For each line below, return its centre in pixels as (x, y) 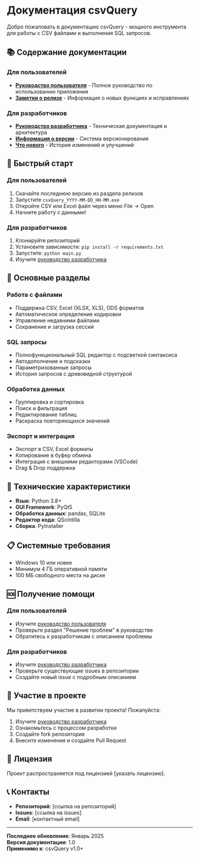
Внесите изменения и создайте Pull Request (71, 740)
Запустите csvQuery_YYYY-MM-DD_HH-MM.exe (67, 200)
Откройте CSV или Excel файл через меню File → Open (84, 206)
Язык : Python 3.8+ (38, 501)
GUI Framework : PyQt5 (44, 507)
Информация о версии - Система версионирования (82, 138)
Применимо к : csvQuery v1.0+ (45, 849)
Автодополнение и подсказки (53, 361)
